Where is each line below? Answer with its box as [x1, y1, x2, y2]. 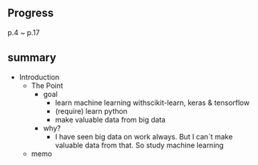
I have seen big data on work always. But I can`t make [54, 131, 233, 141]
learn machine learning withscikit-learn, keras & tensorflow [54, 98, 250, 107]
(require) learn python [54, 106, 127, 115]
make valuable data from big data [54, 115, 166, 124]
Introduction [18, 72, 60, 82]
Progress [7, 6, 54, 20]
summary [7, 51, 57, 65]
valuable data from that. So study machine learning [54, 140, 224, 150]
